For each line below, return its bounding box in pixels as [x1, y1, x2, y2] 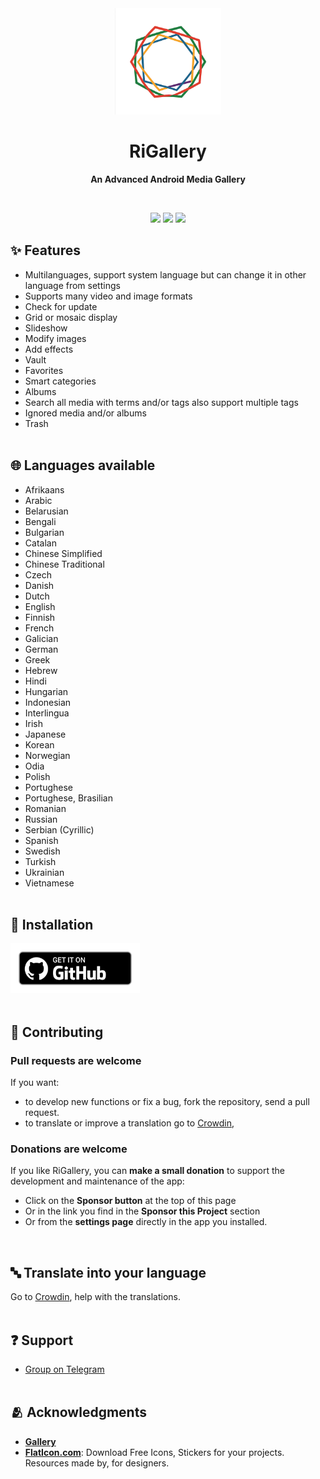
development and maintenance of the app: [10, 1175, 185, 1187]
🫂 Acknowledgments [10, 1404, 147, 1421]
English [24, 600, 56, 612]
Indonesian [24, 696, 72, 708]
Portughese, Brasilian [24, 792, 113, 804]
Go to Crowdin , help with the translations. [10, 1291, 182, 1303]
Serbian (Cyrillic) [24, 823, 95, 836]
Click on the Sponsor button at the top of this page [24, 1195, 237, 1207]
